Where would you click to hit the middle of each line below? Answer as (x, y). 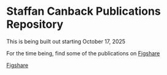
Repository (35, 24)
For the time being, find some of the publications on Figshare (83, 53)
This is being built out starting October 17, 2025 (66, 41)
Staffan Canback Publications (83, 11)
